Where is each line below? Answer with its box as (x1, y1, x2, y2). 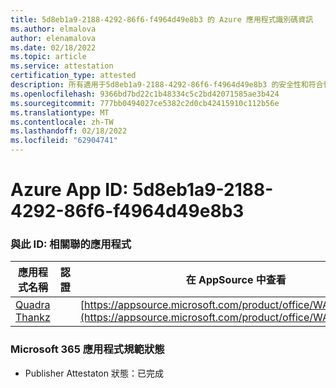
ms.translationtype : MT (10, 107, 110, 118)
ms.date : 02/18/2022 (10, 42, 97, 53)
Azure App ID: (10, 179, 129, 201)
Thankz (15, 311, 51, 325)
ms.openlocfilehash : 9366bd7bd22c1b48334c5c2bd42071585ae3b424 (10, 89, 280, 99)
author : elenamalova (10, 33, 97, 43)
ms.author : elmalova (10, 24, 97, 34)
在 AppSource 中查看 (185, 273, 287, 287)
